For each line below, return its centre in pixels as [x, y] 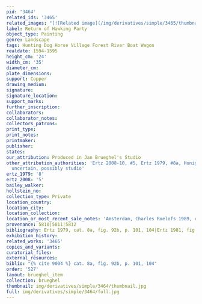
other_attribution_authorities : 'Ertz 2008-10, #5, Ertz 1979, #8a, [94, 163]
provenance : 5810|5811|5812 [41, 225]
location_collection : [33, 213]
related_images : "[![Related [43, 23]
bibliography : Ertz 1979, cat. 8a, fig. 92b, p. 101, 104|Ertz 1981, [95, 230]
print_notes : [23, 135]
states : [16, 152]
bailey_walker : [25, 185]
